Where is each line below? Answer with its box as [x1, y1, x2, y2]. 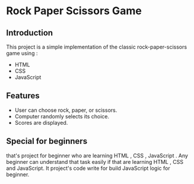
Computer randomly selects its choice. [14, 112, 110, 120]
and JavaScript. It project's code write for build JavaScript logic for [6, 164, 170, 172]
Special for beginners [6, 136, 88, 146]
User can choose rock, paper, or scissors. [14, 106, 117, 114]
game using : [6, 50, 38, 57]
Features [6, 91, 40, 101]
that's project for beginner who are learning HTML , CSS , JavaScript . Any [6, 152, 189, 159]
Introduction [6, 28, 53, 38]
